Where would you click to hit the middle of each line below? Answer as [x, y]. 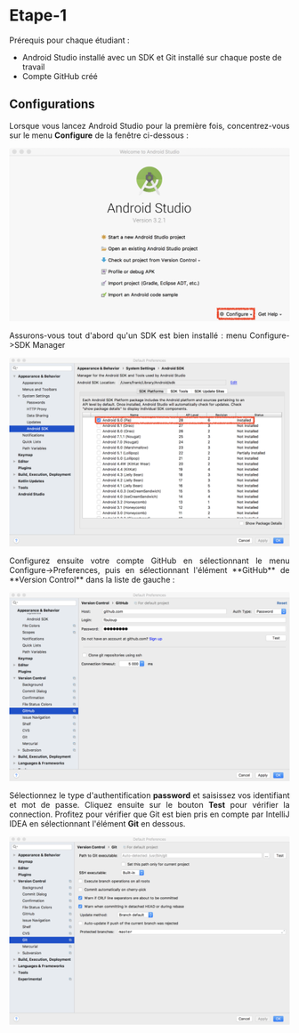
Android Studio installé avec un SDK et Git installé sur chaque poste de [152, 57]
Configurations [52, 105]
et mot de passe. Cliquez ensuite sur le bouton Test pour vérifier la [150, 804]
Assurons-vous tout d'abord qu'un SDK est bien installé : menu [128, 335]
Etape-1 [38, 16]
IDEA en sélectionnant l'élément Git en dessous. [97, 823]
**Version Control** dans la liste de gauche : [92, 579]
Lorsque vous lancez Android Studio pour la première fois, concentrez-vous [149, 125]
